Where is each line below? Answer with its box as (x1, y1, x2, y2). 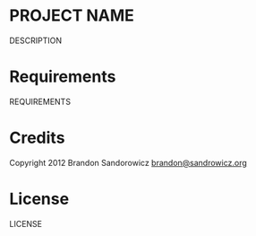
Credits (9, 127, 65, 148)
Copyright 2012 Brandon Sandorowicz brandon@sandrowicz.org (9, 157, 248, 168)
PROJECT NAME (9, 5, 134, 26)
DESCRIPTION (9, 35, 63, 46)
